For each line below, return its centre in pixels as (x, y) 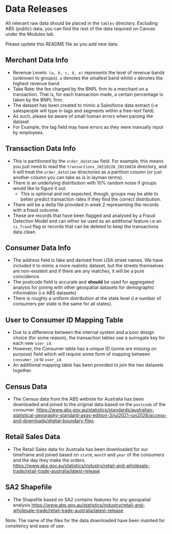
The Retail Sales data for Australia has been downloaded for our (80, 449)
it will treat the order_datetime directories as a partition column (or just (87, 172)
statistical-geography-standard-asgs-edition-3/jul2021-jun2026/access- (90, 415)
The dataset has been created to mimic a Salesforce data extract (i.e (85, 105)
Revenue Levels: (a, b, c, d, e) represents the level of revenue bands (89, 72)
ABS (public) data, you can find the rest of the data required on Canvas (80, 28)
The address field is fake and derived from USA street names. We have (88, 260)
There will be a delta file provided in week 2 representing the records (86, 204)
